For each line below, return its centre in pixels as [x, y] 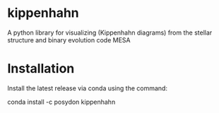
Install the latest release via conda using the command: [88, 88]
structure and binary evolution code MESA [69, 40]
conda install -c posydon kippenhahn [61, 102]
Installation [41, 69]
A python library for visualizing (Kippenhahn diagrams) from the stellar [110, 32]
